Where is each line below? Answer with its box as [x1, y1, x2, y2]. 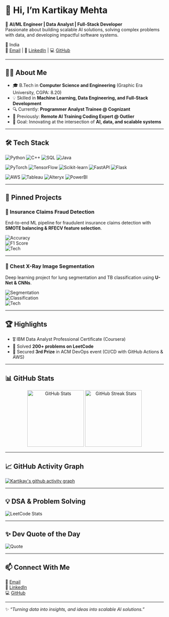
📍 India [5, 41, 20, 47]
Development [12, 100, 42, 106]
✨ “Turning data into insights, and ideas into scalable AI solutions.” [5, 606, 145, 612]
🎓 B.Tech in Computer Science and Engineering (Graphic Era [12, 82, 143, 88]
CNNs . [18, 279, 32, 286]
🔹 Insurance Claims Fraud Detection [5, 208, 95, 215]
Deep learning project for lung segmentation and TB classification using [5, 274, 154, 280]
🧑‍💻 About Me [5, 68, 47, 77]
